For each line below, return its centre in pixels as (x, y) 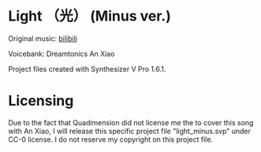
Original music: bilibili (43, 38)
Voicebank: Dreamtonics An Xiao (62, 54)
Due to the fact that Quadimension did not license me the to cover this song (131, 122)
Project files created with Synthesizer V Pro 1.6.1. (87, 69)
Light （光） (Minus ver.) (89, 16)
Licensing (41, 101)
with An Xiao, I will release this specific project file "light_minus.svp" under (129, 131)
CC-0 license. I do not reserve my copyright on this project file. (111, 139)
